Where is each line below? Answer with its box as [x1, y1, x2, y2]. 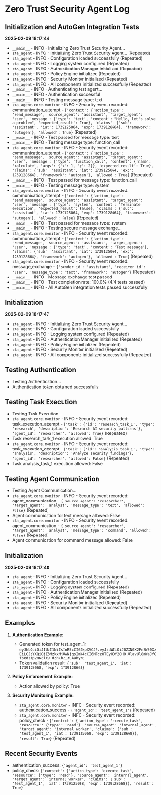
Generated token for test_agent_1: [19, 641, 86, 647]
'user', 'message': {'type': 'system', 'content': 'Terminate [12, 202, 141, 207]
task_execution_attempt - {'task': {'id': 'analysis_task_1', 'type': [12, 446, 155, 452]
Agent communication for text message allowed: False [12, 513, 121, 518]
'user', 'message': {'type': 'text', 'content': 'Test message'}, [12, 245, 149, 250]
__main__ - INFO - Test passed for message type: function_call [12, 177, 137, 183]
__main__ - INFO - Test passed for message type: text [12, 135, 119, 140]
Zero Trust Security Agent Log [5, 3, 130, 15]
